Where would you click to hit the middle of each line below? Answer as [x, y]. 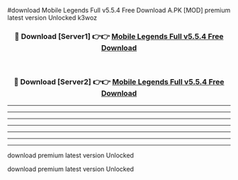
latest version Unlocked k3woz [52, 18]
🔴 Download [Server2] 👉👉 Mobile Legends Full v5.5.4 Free [119, 82]
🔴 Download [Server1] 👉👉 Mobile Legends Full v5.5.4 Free [119, 36]
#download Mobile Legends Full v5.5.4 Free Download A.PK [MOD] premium [119, 10]
